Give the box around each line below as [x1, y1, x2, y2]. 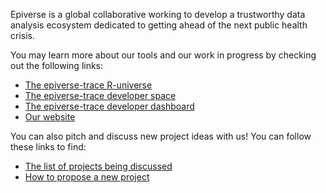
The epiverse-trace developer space [24, 90, 177, 101]
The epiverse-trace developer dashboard [24, 100, 195, 112]
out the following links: [10, 60, 104, 71]
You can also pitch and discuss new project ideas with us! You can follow [10, 130, 312, 142]
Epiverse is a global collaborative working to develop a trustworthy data [10, 9, 306, 20]
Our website [24, 111, 76, 123]
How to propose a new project [24, 171, 150, 183]
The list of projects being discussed [24, 160, 173, 172]
